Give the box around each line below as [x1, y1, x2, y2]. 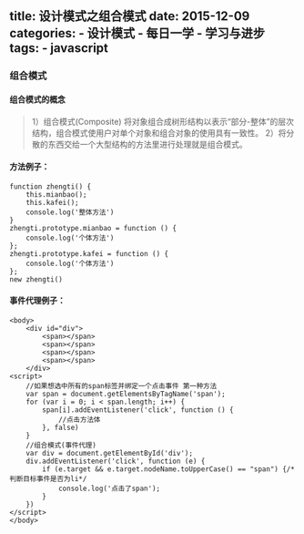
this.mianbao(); [25, 190, 88, 199]
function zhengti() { [9, 181, 92, 191]
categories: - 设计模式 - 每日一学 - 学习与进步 [9, 26, 266, 41]
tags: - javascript [9, 40, 109, 56]
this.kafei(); [25, 198, 79, 207]
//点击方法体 [57, 415, 101, 424]
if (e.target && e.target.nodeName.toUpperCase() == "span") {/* [42, 464, 296, 474]
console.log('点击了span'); [57, 484, 161, 493]
